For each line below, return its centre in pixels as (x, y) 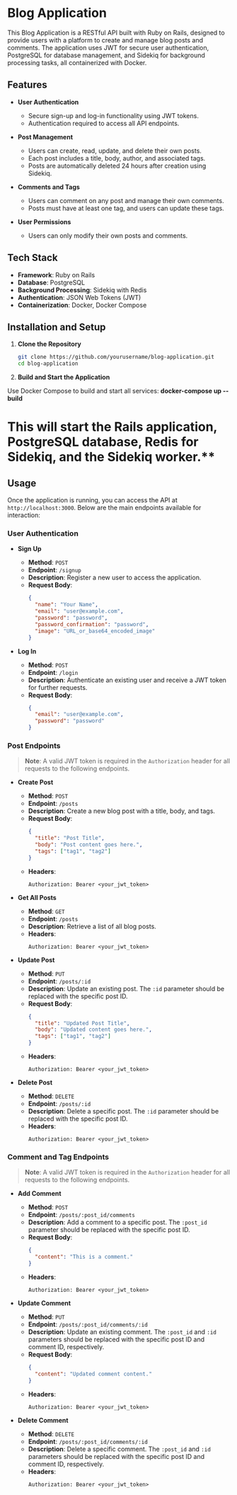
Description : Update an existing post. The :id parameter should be (126, 988)
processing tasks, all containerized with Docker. (77, 62)
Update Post (36, 959)
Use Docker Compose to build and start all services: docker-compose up (114, 391)
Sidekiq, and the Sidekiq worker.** (111, 457)
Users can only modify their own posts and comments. (108, 236)
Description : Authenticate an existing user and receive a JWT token (127, 680)
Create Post (35, 783)
